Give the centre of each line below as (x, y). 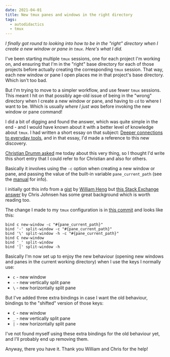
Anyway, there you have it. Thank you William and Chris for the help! (77, 349)
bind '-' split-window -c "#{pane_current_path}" (59, 229)
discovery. (16, 144)
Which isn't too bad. (26, 80)
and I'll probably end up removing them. (47, 339)
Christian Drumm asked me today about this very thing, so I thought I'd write (85, 153)
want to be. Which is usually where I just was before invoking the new (78, 106)
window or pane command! (34, 112)
